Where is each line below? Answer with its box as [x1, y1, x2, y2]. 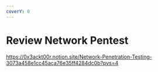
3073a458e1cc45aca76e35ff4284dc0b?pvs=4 [6, 59, 119, 66]
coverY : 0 [6, 8, 30, 15]
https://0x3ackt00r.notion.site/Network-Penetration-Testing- [6, 53, 152, 60]
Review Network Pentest [6, 33, 129, 47]
